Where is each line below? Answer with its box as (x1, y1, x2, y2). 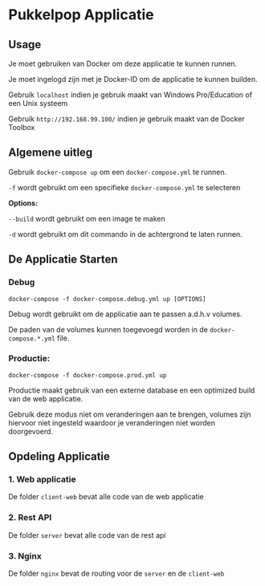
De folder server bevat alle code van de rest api (8, 530, 166, 539)
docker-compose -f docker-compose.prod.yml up (8, 371, 167, 379)
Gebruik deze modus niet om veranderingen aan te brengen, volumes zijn (8, 409, 251, 419)
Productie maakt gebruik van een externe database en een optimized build (8, 385, 255, 395)
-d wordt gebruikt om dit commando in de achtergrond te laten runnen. (8, 229, 243, 238)
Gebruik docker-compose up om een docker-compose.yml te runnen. (8, 167, 227, 177)
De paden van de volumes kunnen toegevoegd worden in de (8, 324, 209, 334)
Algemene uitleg (8, 146, 93, 160)
